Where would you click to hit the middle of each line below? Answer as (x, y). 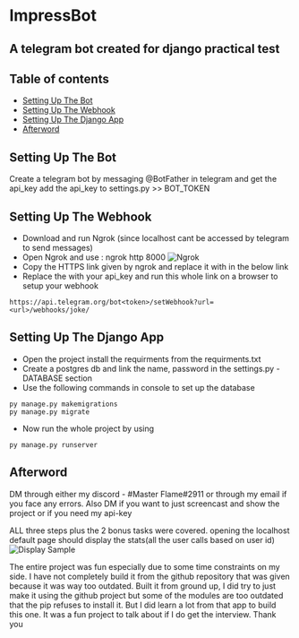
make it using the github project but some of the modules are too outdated (146, 595)
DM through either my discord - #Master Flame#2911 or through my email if (148, 494)
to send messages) (58, 248)
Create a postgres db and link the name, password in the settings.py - (151, 368)
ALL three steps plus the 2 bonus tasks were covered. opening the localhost (149, 530)
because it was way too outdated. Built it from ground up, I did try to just (142, 586)
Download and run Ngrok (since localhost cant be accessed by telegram (155, 238)
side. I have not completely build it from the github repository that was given (150, 576)
